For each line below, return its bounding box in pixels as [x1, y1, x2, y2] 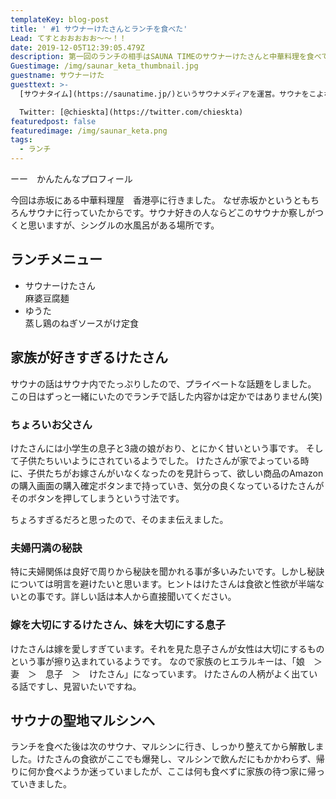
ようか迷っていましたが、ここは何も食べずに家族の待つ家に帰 [62, 766, 317, 778]
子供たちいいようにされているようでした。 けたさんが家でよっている [18, 454, 301, 466]
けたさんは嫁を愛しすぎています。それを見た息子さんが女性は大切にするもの [10, 642, 325, 655]
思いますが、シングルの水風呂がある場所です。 [27, 219, 220, 231]
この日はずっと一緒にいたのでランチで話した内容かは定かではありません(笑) [10, 390, 323, 402]
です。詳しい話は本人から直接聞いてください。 [44, 591, 237, 603]
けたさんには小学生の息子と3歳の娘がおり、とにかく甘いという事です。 [10, 442, 304, 454]
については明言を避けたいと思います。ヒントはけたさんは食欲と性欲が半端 [10, 578, 316, 590]
